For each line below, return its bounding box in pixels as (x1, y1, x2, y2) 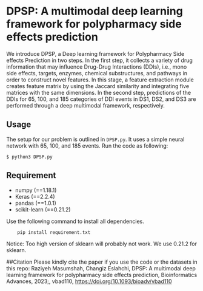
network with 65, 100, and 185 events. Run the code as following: (6, 142, 168, 149)
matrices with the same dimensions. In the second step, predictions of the (6, 89, 191, 96)
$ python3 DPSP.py (6, 154, 53, 160)
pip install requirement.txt (17, 229, 91, 235)
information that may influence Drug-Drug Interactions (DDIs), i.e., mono (6, 63, 187, 70)
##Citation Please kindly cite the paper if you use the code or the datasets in (6, 258, 198, 265)
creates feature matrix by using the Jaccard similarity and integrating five (6, 82, 190, 89)
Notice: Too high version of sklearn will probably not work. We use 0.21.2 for (6, 240, 197, 247)
